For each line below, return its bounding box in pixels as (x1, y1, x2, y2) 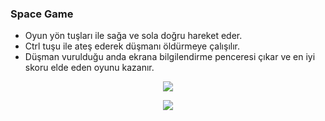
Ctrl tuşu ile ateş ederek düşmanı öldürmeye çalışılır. (24, 40, 240, 52)
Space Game (10, 7, 74, 21)
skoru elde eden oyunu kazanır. (24, 62, 155, 74)
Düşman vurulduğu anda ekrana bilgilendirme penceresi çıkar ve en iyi (24, 51, 316, 63)
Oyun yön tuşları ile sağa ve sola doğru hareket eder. (24, 30, 243, 42)
